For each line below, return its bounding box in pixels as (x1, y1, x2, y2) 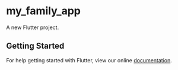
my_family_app (6, 4, 81, 18)
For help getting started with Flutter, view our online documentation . (6, 56, 172, 63)
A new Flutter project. (6, 24, 59, 31)
